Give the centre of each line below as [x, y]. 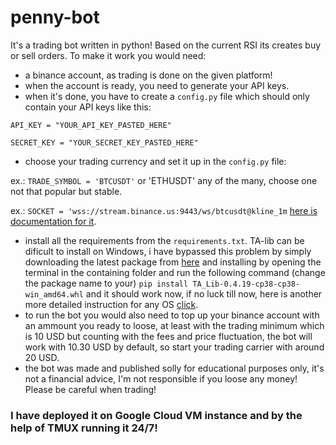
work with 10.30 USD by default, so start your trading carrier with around [174, 347]
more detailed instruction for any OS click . [111, 304]
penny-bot [55, 17]
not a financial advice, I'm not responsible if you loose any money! [161, 378]
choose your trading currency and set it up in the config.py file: [155, 161]
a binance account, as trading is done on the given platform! [148, 75]
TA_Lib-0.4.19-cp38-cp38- [246, 284]
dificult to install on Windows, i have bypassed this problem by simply [168, 251]
